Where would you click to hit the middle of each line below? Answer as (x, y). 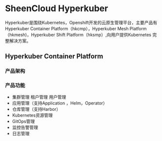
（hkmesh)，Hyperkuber (30, 35)
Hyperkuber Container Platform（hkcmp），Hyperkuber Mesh (67, 28)
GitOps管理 (23, 121)
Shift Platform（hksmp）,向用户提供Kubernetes (103, 35)
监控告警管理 (25, 127)
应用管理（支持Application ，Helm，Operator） (60, 103)
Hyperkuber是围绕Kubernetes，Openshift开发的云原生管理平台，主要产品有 (81, 22)
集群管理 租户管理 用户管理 (39, 97)
